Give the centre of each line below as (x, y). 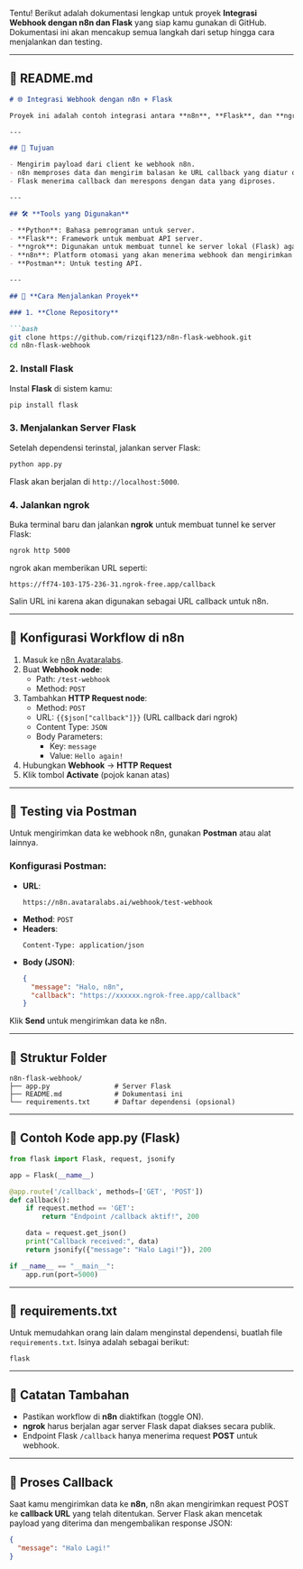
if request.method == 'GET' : (80, 1208)
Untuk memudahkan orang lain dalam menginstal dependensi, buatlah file (146, 1333)
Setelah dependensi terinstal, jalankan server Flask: (105, 448)
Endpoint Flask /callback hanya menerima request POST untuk (140, 1436)
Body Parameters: (69, 736)
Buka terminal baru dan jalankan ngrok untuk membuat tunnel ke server (143, 524)
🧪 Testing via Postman (73, 812)
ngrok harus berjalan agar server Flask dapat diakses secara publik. (149, 1426)
